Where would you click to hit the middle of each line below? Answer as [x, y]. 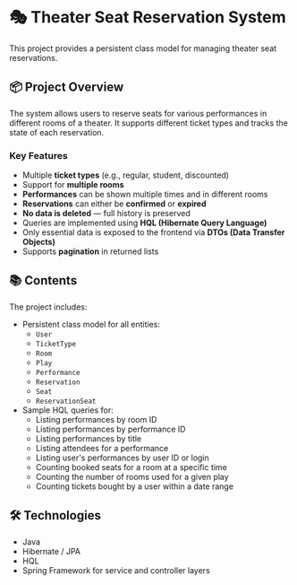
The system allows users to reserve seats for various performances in [138, 113]
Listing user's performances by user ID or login [123, 458]
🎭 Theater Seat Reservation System [148, 17]
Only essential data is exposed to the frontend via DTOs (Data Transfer [153, 232]
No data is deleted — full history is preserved [106, 214]
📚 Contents [43, 280]
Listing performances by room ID [96, 419]
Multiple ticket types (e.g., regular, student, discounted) [126, 175]
